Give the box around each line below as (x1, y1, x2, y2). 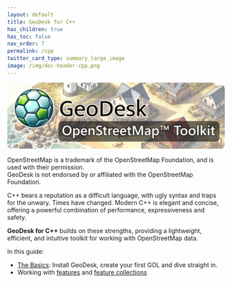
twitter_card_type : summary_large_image (7, 55, 126, 62)
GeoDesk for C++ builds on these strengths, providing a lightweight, (7, 227, 202, 235)
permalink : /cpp (7, 48, 54, 55)
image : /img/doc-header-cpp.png (7, 62, 100, 69)
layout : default (7, 11, 54, 18)
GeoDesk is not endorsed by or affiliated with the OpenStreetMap (7, 170, 193, 179)
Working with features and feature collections (17, 268, 147, 277)
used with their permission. (7, 163, 85, 172)
